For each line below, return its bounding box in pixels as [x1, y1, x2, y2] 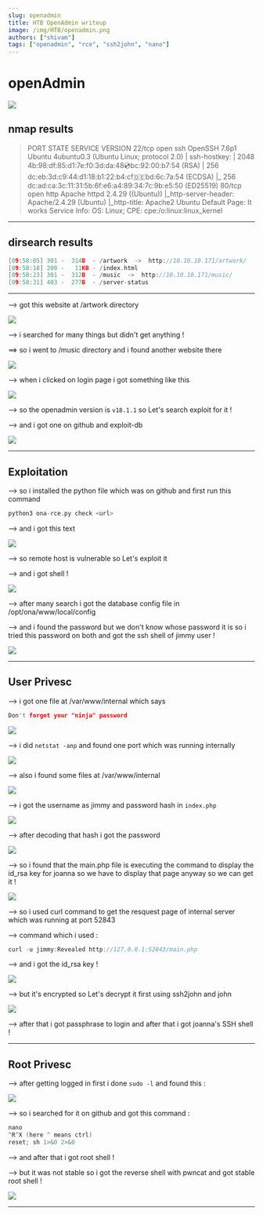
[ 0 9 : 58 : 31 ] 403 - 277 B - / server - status [8, 279, 149, 286]
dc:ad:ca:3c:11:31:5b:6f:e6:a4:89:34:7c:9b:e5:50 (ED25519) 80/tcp [27, 181, 242, 190]
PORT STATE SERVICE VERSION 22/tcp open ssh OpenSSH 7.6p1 [27, 143, 237, 153]
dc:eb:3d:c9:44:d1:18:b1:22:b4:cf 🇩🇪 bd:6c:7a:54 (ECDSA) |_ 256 [27, 172, 236, 181]
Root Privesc [8, 1057, 72, 1071]
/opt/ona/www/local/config [8, 607, 96, 616]
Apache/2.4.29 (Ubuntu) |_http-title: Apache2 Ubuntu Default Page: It [27, 197, 252, 206]
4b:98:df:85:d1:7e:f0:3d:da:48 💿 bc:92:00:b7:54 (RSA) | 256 [27, 160, 219, 170]
